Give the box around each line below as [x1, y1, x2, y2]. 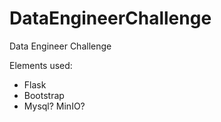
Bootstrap [23, 89, 65, 101]
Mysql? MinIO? [23, 100, 86, 112]
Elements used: [9, 59, 73, 71]
